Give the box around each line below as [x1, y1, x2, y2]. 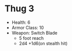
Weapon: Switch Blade [11, 30, 57, 36]
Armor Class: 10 [11, 24, 44, 30]
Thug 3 [4, 3, 34, 14]
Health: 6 [11, 19, 30, 25]
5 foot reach [19, 35, 44, 41]
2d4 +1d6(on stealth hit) [19, 40, 68, 46]
